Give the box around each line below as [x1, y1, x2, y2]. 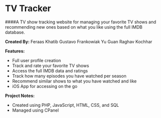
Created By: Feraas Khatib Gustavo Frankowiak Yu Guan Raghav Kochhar [5, 38, 152, 44]
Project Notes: [5, 93, 35, 99]
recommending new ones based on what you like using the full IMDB [5, 24, 143, 30]
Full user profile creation [12, 57, 61, 63]
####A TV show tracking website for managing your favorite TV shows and [5, 19, 157, 25]
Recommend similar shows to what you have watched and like [12, 78, 137, 84]
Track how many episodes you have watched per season [12, 73, 126, 79]
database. [5, 29, 25, 35]
